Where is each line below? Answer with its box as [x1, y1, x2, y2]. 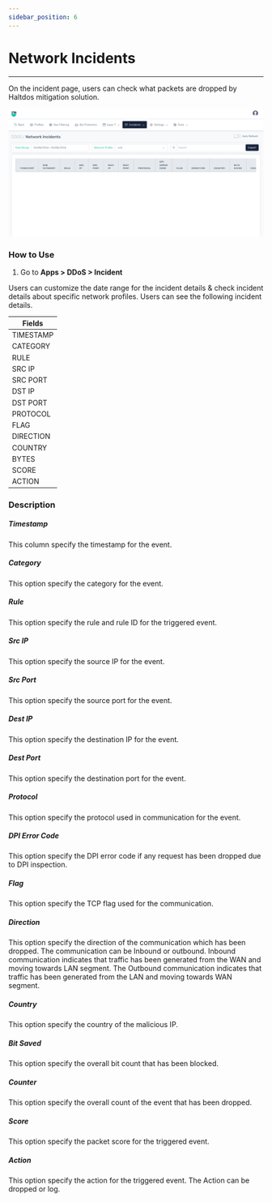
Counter [8, 1077, 37, 1087]
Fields [22, 318, 44, 328]
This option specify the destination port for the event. [8, 774, 186, 783]
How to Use [8, 249, 55, 260]
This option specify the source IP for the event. [8, 656, 165, 666]
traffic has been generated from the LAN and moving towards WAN [8, 972, 232, 982]
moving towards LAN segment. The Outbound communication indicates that [8, 964, 262, 974]
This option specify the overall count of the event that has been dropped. [8, 1098, 253, 1107]
